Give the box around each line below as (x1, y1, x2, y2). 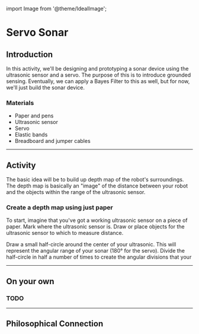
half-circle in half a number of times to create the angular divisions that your (6, 253, 192, 260)
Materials (6, 98, 34, 107)
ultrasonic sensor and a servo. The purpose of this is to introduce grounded (6, 71, 191, 78)
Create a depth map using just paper (6, 203, 114, 212)
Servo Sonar (6, 26, 69, 39)
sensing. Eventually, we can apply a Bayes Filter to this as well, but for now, (6, 78, 190, 85)
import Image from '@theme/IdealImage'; (6, 5, 107, 12)
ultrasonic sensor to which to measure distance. (6, 230, 124, 237)
